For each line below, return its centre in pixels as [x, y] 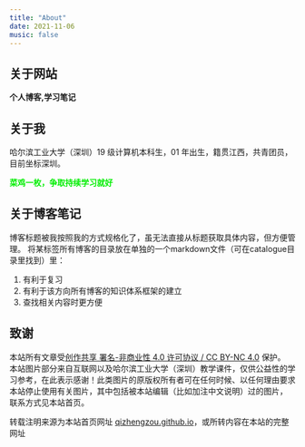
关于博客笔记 [45, 214]
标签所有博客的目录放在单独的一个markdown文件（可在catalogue [165, 248]
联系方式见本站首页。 [49, 402]
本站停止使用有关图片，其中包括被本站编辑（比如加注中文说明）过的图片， [148, 391]
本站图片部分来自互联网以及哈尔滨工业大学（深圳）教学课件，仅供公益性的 [148, 368]
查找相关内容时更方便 [62, 302]
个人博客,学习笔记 [43, 97]
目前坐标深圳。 [37, 163]
